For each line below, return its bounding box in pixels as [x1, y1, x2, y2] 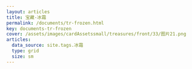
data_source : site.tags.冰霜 [12, 43, 84, 49]
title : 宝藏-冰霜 [6, 14, 47, 20]
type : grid [12, 48, 39, 54]
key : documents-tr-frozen [6, 25, 71, 32]
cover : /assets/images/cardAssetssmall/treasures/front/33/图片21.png [6, 31, 187, 37]
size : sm [12, 53, 34, 59]
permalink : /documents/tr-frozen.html [6, 20, 104, 26]
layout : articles [6, 8, 50, 15]
